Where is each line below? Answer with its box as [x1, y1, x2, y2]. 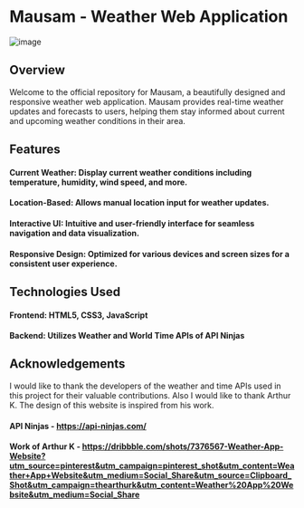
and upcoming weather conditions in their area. [9, 115, 185, 126]
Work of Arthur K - [9, 441, 81, 452]
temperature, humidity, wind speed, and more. [9, 177, 188, 187]
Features [9, 142, 61, 158]
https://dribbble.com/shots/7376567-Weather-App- [81, 441, 284, 452]
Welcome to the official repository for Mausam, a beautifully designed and [9, 86, 286, 97]
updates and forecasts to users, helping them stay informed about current [9, 106, 285, 117]
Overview [9, 62, 66, 78]
